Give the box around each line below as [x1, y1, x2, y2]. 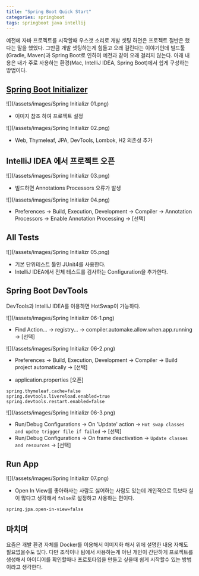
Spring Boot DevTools [6, 286, 88, 296]
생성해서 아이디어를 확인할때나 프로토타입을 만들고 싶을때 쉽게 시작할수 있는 [6, 556, 181, 563]
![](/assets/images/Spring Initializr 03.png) [6, 172, 110, 179]
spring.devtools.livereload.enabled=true [6, 393, 110, 400]
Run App [6, 459, 39, 469]
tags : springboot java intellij [6, 20, 86, 26]
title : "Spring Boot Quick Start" [6, 8, 92, 15]
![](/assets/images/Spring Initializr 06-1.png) [6, 314, 115, 321]
